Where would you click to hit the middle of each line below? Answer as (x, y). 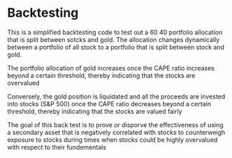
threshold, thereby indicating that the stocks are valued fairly (95, 111)
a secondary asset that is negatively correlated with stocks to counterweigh (116, 132)
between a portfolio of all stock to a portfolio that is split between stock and (116, 47)
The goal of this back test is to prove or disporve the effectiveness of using (115, 124)
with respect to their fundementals (57, 147)
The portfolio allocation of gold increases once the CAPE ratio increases (111, 68)
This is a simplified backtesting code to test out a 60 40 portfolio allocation (115, 32)
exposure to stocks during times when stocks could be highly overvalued (113, 139)
